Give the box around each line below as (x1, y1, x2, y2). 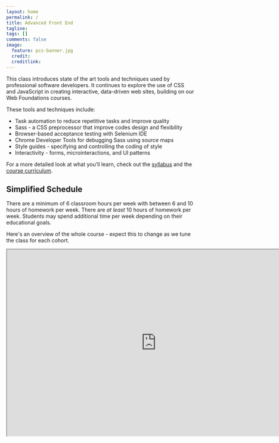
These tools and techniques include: (6, 106, 95, 113)
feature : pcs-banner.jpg (11, 48, 73, 54)
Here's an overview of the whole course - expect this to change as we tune (6, 230, 191, 238)
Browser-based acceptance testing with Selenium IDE (14, 130, 147, 137)
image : (6, 42, 23, 48)
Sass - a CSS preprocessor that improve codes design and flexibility (14, 124, 183, 131)
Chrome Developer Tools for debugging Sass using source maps (14, 136, 174, 143)
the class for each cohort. (6, 237, 70, 244)
